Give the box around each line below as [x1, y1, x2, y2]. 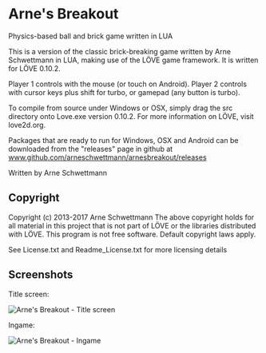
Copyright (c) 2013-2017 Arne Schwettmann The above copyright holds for [8, 212, 255, 222]
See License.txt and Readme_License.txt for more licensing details [8, 244, 228, 254]
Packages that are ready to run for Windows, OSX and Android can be [8, 135, 239, 145]
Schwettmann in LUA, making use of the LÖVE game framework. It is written [8, 55, 259, 65]
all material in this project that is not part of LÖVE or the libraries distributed [8, 220, 256, 230]
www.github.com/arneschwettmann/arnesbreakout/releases [8, 153, 207, 162]
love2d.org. [8, 120, 46, 129]
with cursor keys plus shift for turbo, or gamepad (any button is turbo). [8, 87, 241, 97]
